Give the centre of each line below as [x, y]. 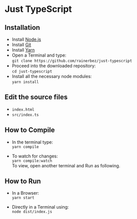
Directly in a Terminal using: [40, 207]
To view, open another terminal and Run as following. [66, 165]
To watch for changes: [35, 156]
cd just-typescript [32, 72]
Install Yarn [23, 50]
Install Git [21, 45]
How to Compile [30, 130]
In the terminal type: [32, 142]
